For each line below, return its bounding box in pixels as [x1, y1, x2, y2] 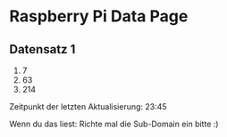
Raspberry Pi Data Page [9, 6, 189, 27]
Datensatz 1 [9, 42, 76, 57]
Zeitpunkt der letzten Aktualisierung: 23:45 [9, 101, 167, 112]
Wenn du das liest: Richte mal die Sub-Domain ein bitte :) [9, 118, 219, 129]
